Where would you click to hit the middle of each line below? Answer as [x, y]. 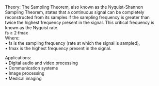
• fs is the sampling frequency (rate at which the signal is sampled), [72, 43]
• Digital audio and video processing [41, 63]
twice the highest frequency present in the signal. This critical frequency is [80, 22]
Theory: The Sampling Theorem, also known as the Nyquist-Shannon [74, 7]
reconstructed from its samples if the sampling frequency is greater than [78, 17]
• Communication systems [32, 68]
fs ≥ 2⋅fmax [16, 33]
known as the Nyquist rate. [32, 28]
